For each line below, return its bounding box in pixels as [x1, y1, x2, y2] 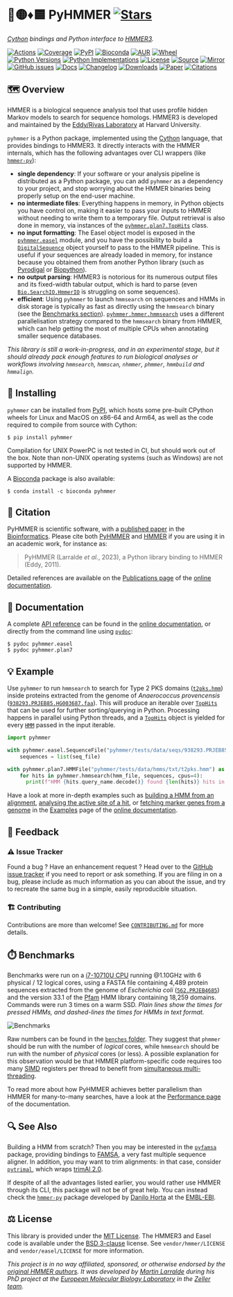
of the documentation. [7, 1100, 71, 1108]
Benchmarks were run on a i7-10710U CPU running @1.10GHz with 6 [7, 971, 202, 980]
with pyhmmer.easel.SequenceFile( [7, 747, 107, 754]
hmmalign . [7, 367, 35, 375]
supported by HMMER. [7, 461, 73, 469]
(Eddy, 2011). [24, 561, 61, 569]
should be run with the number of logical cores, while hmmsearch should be [7, 1042, 220, 1051]
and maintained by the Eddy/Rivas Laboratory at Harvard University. [7, 120, 201, 128]
